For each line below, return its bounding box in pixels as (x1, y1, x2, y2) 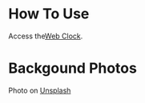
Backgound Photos (8, 59, 138, 77)
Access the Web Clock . (8, 31, 83, 41)
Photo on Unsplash (8, 85, 71, 95)
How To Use (8, 5, 90, 23)
